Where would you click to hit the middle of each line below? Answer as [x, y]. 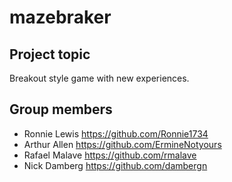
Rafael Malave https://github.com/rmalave [110, 155]
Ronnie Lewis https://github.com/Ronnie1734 [116, 133]
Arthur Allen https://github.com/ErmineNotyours [122, 144]
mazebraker [60, 17]
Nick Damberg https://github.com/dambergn [115, 165]
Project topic [50, 54]
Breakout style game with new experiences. [99, 78]
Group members [61, 109]
